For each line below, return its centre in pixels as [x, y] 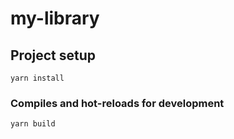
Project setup [53, 55]
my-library [55, 18]
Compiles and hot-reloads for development [117, 103]
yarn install [37, 78]
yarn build [33, 124]
